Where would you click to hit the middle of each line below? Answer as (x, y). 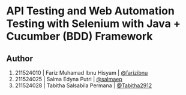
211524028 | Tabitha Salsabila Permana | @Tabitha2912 (83, 85)
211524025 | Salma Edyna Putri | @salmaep (69, 79)
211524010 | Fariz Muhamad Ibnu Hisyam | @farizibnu (81, 73)
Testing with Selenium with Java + (94, 24)
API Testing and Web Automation (91, 11)
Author (19, 58)
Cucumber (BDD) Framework (79, 36)
